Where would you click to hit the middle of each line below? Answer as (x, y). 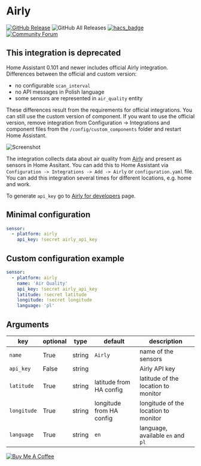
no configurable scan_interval (53, 85)
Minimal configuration (48, 215)
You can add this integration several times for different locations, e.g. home (99, 178)
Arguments (28, 325)
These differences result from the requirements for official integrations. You (99, 110)
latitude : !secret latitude (52, 295)
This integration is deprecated (64, 53)
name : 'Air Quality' (42, 283)
